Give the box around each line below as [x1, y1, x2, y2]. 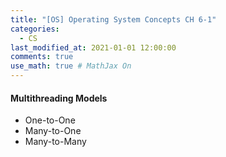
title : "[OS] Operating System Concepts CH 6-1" [10, 14, 217, 25]
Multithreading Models [10, 92, 108, 104]
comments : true [10, 52, 74, 62]
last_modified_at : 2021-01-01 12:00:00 [10, 42, 177, 53]
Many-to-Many [24, 136, 87, 148]
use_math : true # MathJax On [10, 61, 132, 71]
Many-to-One [24, 125, 82, 137]
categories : [10, 24, 60, 34]
